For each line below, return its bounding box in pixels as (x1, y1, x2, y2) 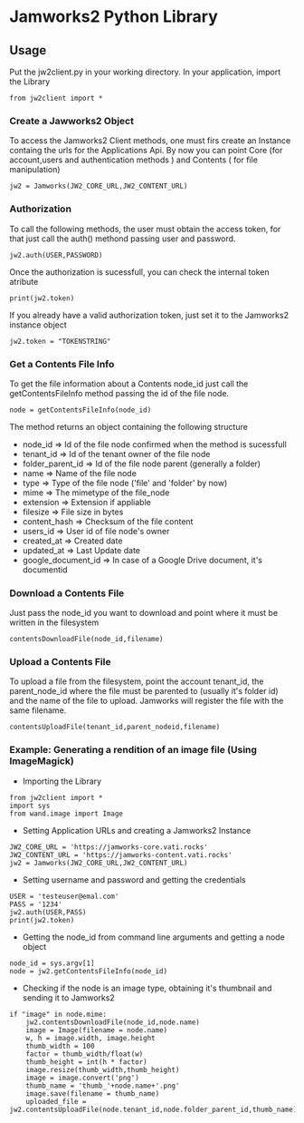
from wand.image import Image (9, 809, 124, 818)
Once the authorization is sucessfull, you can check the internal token (9, 266, 270, 278)
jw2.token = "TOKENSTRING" (9, 337, 111, 346)
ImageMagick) (9, 755, 74, 767)
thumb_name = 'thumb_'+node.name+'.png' (25, 1081, 180, 1090)
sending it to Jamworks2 (22, 991, 115, 1003)
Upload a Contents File (9, 656, 111, 669)
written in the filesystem (9, 617, 100, 628)
